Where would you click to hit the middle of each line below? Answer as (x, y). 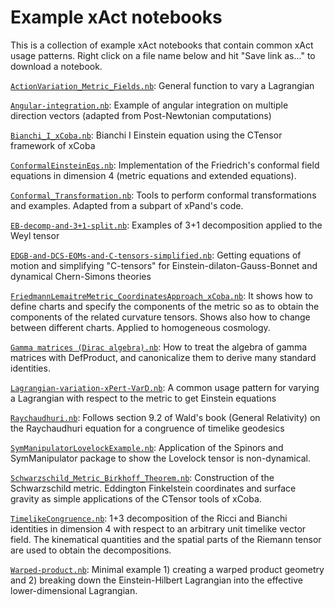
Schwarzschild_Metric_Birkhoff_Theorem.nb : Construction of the (142, 477)
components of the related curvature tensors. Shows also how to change (160, 317)
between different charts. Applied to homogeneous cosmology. (140, 327)
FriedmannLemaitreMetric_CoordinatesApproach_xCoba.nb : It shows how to (161, 295)
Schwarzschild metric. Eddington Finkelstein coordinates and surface (153, 488)
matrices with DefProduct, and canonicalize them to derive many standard (163, 357)
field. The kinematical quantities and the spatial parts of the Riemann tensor (166, 539)
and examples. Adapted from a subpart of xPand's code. (127, 205)
